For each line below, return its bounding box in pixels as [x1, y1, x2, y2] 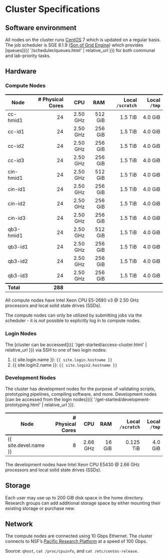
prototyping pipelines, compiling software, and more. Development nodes [5, 391, 157, 397]
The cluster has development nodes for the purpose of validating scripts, [5, 386, 156, 392]
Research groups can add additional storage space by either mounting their [5, 500, 161, 506]
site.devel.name [7, 442, 45, 449]
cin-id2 [7, 200, 26, 207]
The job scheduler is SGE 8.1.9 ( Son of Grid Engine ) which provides [5, 42, 143, 48]
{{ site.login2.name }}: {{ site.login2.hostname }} [12, 362, 117, 368]
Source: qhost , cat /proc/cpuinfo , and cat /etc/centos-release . [5, 548, 138, 554]
